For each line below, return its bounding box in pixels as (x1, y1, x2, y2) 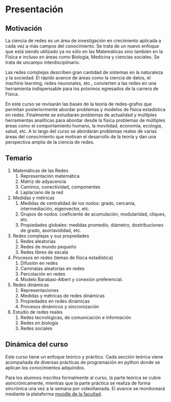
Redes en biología (20, 320, 58, 326)
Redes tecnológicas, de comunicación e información (20, 314, 132, 321)
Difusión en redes (20, 260, 58, 266)
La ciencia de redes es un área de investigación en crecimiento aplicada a (5, 37, 161, 44)
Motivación (5, 24, 42, 33)
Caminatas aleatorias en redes (20, 265, 85, 271)
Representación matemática (20, 173, 80, 179)
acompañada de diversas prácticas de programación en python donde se (5, 359, 160, 365)
